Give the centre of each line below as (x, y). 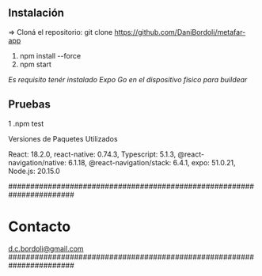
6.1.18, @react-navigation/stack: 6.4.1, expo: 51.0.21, (152, 162)
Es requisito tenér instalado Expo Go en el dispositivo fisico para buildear (128, 79)
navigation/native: (38, 162)
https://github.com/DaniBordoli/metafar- (180, 32)
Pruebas (30, 105)
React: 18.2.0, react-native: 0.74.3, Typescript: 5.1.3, (92, 154)
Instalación (36, 13)
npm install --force (50, 55)
